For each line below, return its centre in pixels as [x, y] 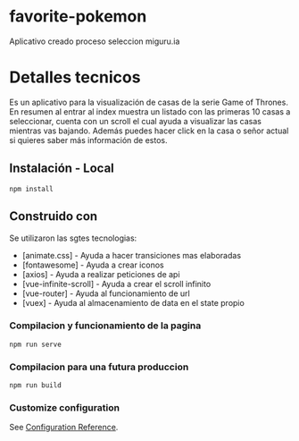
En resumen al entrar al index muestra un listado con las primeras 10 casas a [150, 111]
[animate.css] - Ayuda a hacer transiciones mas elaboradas [132, 255]
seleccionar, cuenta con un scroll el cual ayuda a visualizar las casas [135, 121]
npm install [31, 189]
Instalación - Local [62, 169]
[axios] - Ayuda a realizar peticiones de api [101, 274]
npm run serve [36, 344]
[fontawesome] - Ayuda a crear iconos [93, 265]
